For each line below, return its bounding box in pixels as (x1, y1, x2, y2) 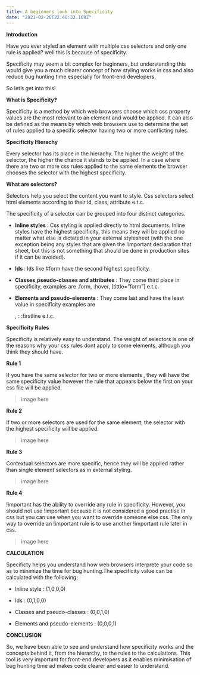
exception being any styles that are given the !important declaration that (14, 240, 192, 248)
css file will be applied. (6, 383, 62, 391)
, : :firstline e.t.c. (14, 312, 55, 320)
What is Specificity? (6, 96, 58, 103)
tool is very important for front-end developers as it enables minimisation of (6, 655, 192, 663)
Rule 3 (6, 448, 23, 455)
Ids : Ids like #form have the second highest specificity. (14, 265, 151, 272)
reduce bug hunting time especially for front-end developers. (6, 73, 157, 80)
